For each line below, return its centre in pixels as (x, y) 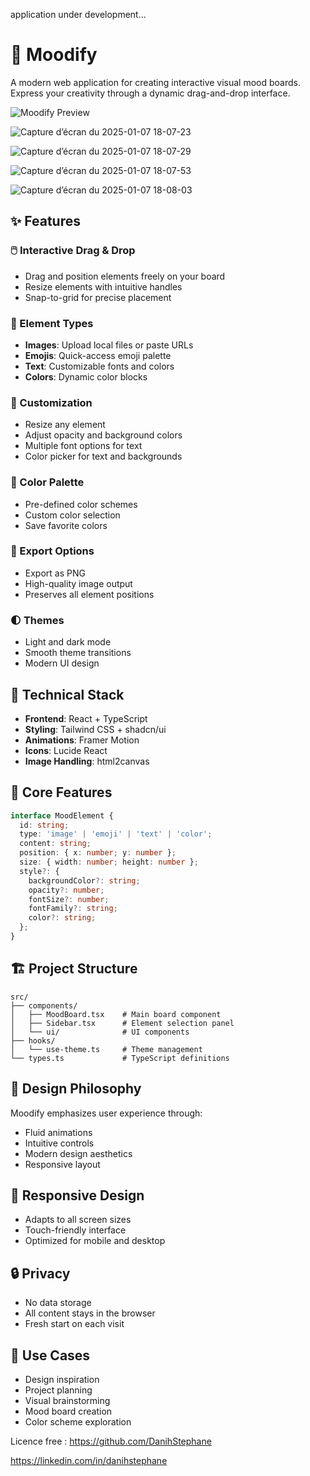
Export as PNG (55, 573)
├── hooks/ (33, 1040)
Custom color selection (72, 515)
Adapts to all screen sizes (78, 1220)
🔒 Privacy (40, 1273)
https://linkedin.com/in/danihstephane (89, 1461)
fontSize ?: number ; (69, 899)
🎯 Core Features (61, 792)
